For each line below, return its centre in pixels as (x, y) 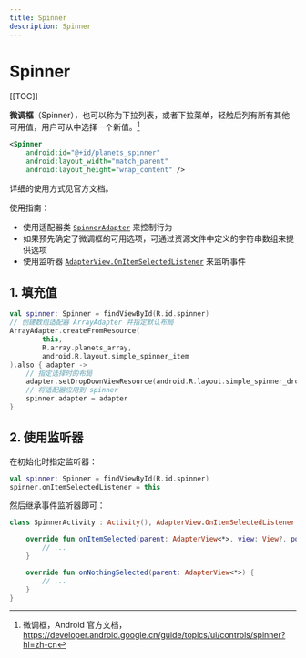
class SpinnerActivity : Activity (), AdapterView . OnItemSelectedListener (153, 523)
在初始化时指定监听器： (53, 461)
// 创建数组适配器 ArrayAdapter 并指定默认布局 (92, 323)
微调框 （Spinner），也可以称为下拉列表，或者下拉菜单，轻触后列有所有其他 (149, 116)
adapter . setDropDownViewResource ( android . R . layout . (126, 382)
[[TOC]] (24, 96)
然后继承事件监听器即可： (57, 505)
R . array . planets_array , (87, 348)
